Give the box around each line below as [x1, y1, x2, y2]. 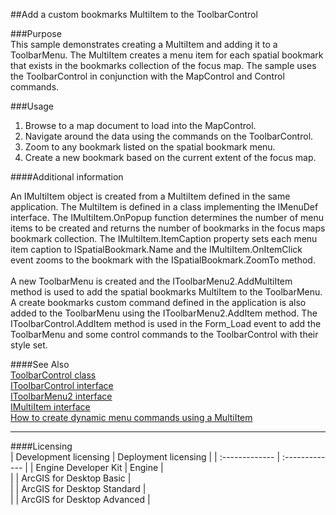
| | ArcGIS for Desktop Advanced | [10, 494, 151, 505]
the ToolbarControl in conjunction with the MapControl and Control [10, 70, 285, 82]
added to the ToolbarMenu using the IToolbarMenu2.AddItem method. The [10, 307, 318, 319]
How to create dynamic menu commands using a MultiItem [10, 412, 253, 423]
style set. [10, 339, 48, 351]
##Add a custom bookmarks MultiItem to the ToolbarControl [10, 9, 258, 20]
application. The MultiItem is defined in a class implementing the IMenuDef [10, 201, 319, 213]
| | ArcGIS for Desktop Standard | [10, 483, 147, 494]
